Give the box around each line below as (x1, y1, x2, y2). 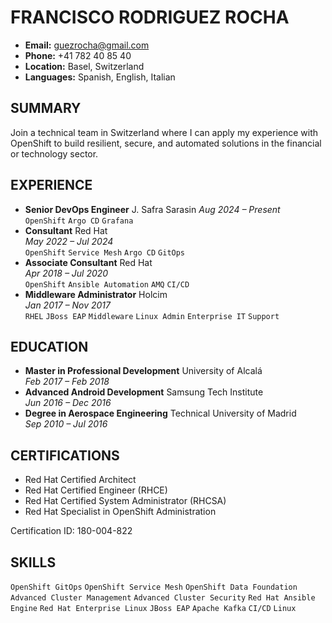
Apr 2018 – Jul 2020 (24, 267, 109, 279)
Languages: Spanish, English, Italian (24, 71, 176, 83)
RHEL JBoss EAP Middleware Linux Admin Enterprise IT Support (24, 311, 280, 321)
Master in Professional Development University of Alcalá (24, 365, 263, 377)
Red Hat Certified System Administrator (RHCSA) (24, 495, 227, 507)
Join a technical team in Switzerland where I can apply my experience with (10, 126, 319, 138)
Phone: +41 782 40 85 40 (24, 49, 132, 61)
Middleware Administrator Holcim (24, 288, 168, 300)
